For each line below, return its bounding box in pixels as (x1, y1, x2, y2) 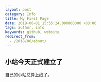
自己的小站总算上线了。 (5, 71, 52, 78)
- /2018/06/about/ (9, 39, 47, 44)
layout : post (5, 7, 32, 12)
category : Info (5, 12, 36, 16)
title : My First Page (5, 16, 49, 21)
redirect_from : (5, 34, 36, 39)
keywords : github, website (5, 30, 60, 34)
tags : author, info (5, 25, 45, 30)
